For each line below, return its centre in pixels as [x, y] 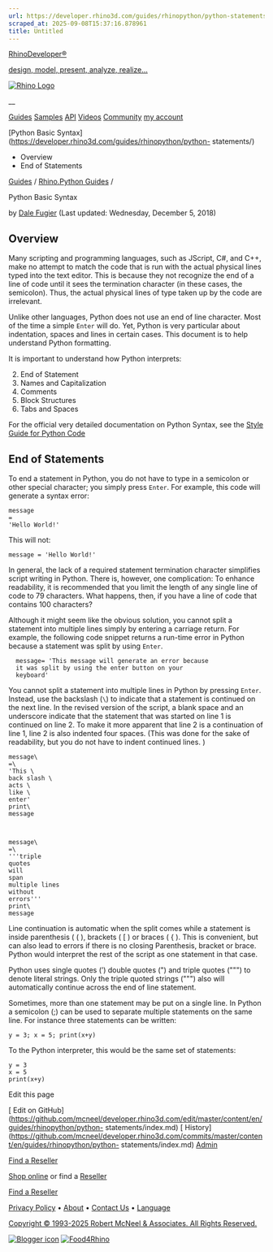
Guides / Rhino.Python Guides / [61, 182]
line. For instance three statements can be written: [93, 1020]
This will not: [30, 540]
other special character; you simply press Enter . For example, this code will [134, 487]
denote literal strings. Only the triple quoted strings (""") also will [117, 979]
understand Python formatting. [60, 343]
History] [198, 1127]
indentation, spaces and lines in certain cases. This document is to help [128, 335]
